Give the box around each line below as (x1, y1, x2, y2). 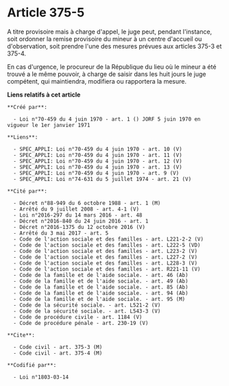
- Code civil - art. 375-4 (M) (13, 350, 103, 357)
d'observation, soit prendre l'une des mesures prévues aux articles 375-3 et (7, 42, 222, 50)
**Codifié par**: (7, 361, 57, 368)
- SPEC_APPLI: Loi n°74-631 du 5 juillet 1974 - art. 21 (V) (13, 176, 192, 182)
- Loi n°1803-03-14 (13, 374, 69, 381)
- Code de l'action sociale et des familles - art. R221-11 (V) (13, 265, 201, 272)
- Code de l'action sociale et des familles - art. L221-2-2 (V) (13, 235, 204, 243)
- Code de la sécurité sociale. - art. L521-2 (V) (13, 302, 161, 309)
